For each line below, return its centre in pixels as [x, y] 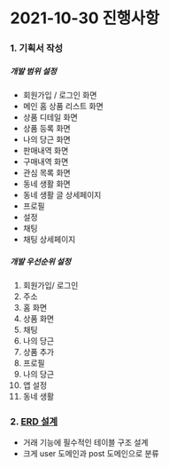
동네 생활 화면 [46, 184]
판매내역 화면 [46, 151]
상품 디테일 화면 [50, 117]
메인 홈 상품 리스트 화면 [63, 107]
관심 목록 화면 [46, 173]
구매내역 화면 [46, 162]
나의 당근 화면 [46, 139]
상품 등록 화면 [46, 129]
